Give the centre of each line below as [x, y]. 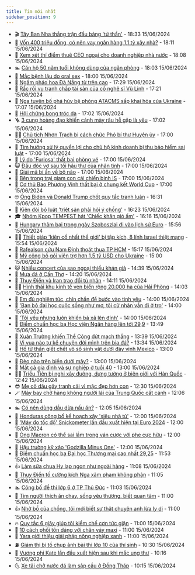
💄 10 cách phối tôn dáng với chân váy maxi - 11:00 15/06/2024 [89, 529]
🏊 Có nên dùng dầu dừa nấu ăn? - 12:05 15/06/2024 [78, 408]
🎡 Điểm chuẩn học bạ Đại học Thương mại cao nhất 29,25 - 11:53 [93, 453]
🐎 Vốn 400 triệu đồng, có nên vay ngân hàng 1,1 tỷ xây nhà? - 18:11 [94, 42]
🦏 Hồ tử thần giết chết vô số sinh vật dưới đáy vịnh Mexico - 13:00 [94, 349]
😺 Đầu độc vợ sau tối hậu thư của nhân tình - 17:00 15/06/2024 [91, 166]
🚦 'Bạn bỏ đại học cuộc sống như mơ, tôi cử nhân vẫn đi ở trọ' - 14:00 [98, 305]
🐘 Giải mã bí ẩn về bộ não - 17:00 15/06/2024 [69, 172]
